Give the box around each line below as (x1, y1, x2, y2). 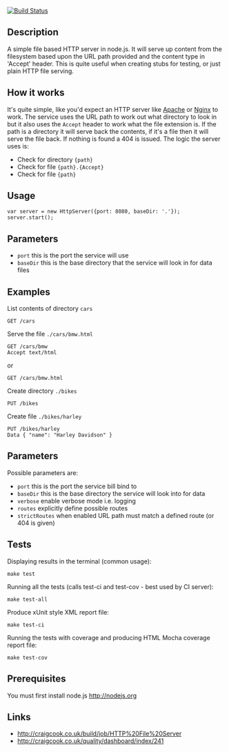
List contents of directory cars (7, 305, 93, 313)
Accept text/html (7, 349, 57, 356)
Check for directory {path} (17, 155, 93, 164)
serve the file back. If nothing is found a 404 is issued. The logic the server (7, 135, 221, 143)
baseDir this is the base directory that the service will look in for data (17, 259, 212, 267)
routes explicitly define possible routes (17, 504, 128, 512)
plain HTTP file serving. (7, 66, 74, 75)
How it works (7, 87, 65, 99)
